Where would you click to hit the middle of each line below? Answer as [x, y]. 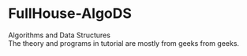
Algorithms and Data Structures [59, 35]
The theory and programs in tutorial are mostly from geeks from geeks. [123, 43]
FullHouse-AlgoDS [70, 14]
